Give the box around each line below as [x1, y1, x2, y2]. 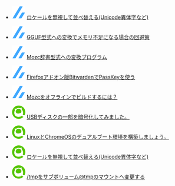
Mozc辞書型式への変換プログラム [26, 54, 107, 60]
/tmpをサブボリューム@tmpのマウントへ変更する [26, 173, 146, 180]
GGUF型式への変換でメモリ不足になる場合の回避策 [26, 34, 150, 41]
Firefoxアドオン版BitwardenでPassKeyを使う [26, 74, 136, 80]
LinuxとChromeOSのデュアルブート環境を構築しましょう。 [26, 133, 170, 140]
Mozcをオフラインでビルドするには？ [26, 93, 118, 100]
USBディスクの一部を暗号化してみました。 [26, 113, 130, 120]
